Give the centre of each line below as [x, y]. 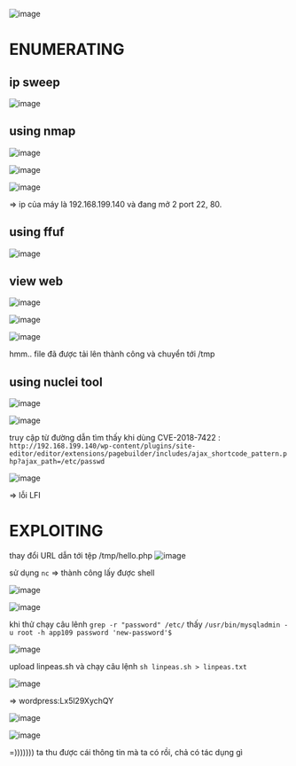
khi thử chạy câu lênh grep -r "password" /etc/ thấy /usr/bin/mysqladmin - [149, 624]
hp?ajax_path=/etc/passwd [57, 462]
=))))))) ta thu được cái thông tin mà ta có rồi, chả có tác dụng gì [126, 753]
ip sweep [35, 82]
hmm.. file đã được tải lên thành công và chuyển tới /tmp [112, 354]
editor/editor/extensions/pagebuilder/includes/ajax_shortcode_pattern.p [148, 454]
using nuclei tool [56, 382]
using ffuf [37, 232]
